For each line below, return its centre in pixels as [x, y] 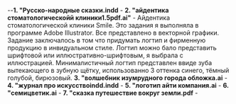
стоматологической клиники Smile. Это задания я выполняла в [103, 25]
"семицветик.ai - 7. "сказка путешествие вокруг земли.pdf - [103, 93]
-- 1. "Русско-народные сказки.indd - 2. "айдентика [88, 10]
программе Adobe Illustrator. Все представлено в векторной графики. [113, 33]
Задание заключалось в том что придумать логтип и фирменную [107, 40]
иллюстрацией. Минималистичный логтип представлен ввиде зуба [110, 63]
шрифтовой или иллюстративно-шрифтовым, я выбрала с [95, 55]
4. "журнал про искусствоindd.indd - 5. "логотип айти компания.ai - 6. [118, 85]
